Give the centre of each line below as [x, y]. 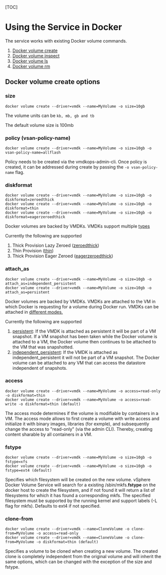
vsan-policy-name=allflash [33, 152]
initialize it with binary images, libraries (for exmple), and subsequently [77, 424]
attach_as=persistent [28, 292]
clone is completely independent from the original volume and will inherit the [83, 557]
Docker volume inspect [36, 56]
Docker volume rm [31, 66]
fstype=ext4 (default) [28, 470]
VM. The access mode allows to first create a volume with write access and [82, 418]
